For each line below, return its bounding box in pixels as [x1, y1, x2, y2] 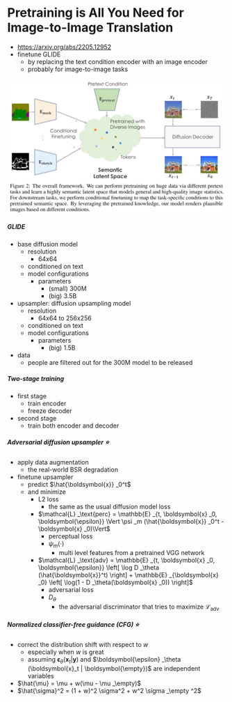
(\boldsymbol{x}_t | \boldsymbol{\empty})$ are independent [27, 664, 201, 673]
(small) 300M [48, 284, 87, 293]
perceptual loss [48, 531, 93, 540]
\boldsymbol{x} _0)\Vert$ [38, 524, 110, 533]
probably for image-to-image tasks [27, 65, 129, 73]
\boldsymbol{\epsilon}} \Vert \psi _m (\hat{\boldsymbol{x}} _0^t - [38, 517, 224, 525]
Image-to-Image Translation [7, 19, 174, 36]
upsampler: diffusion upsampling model [17, 299, 131, 308]
